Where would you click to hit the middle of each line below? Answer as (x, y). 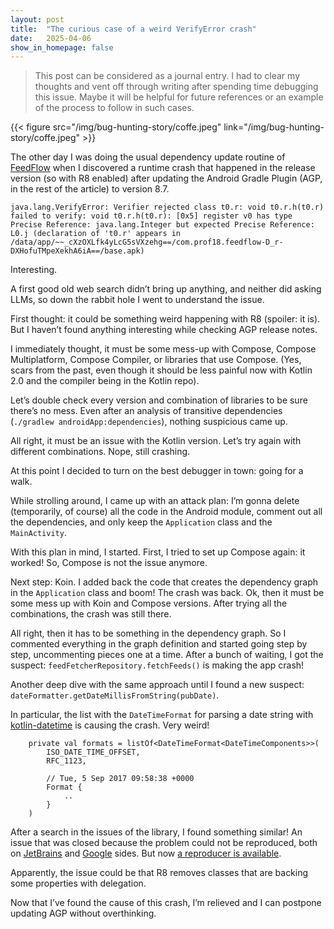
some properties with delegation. (78, 883)
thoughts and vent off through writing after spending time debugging (176, 87)
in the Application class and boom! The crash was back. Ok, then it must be (167, 593)
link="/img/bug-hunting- (274, 127)
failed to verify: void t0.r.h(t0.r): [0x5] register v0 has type (151, 216)
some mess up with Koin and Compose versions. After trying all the (149, 603)
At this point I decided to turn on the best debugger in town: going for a (157, 471)
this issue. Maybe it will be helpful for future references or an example (179, 97)
